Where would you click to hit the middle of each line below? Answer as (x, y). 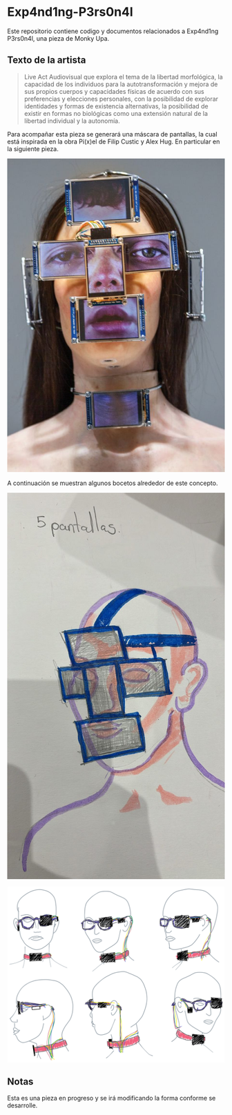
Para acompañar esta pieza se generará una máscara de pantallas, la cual (112, 134)
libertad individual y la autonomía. (72, 121)
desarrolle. (22, 1105)
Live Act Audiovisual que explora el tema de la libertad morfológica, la (123, 77)
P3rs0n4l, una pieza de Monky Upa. (58, 38)
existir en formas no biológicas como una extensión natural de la (116, 113)
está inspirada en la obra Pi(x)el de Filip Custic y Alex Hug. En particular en (114, 141)
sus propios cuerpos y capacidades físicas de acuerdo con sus (114, 91)
